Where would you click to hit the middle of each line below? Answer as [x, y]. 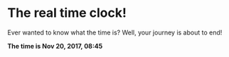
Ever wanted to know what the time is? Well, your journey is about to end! [115, 32]
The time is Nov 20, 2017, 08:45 [55, 46]
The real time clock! [67, 13]
